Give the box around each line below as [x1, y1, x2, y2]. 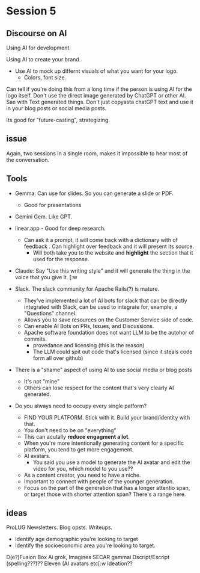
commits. [23, 335, 47, 342]
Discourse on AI [6, 28, 67, 39]
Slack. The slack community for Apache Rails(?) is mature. [14, 285, 160, 293]
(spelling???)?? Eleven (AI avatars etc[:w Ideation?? [6, 560, 133, 567]
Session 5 [6, 4, 56, 18]
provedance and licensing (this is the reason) [32, 341, 145, 348]
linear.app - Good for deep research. [14, 225, 106, 232]
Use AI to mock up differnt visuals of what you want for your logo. [14, 67, 178, 75]
